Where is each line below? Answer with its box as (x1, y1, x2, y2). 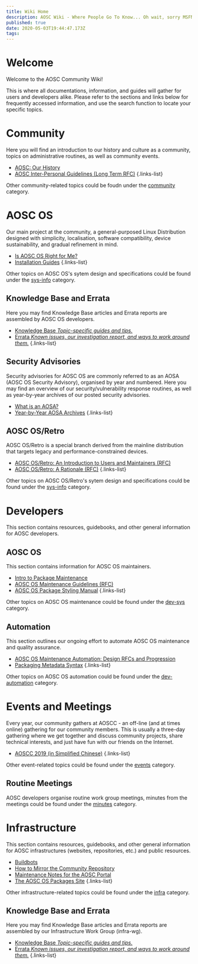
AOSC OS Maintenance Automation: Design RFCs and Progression (14, 655, 176, 662)
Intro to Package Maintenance (14, 574, 88, 581)
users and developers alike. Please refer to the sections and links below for (6, 93, 189, 101)
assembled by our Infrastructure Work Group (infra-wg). (6, 928, 143, 935)
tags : (6, 31, 19, 37)
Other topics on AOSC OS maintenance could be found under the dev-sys (6, 599, 186, 606)
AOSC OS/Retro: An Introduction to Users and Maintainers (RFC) (14, 460, 171, 467)
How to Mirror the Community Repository (14, 865, 115, 872)
